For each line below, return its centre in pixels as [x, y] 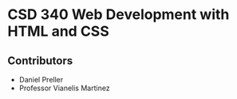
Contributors [40, 61]
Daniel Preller [41, 80]
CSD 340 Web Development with [118, 15]
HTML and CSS [58, 31]
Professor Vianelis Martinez [64, 88]
